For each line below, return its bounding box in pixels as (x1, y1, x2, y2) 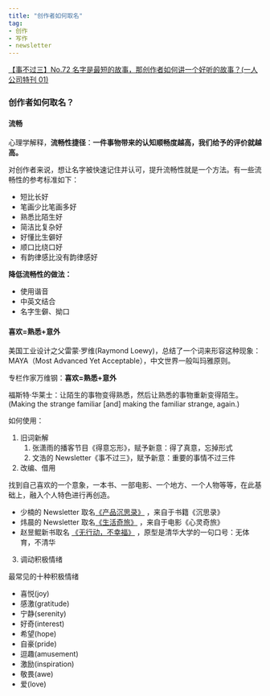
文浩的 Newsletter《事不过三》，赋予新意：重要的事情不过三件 (31, 453, 235, 463)
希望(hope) (19, 629, 57, 639)
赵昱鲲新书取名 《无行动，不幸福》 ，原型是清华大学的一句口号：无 (19, 528, 243, 537)
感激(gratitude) (19, 599, 70, 608)
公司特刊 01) (8, 75, 49, 84)
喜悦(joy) (19, 589, 50, 599)
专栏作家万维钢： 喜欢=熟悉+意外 (8, 373, 117, 383)
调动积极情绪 (19, 554, 63, 564)
